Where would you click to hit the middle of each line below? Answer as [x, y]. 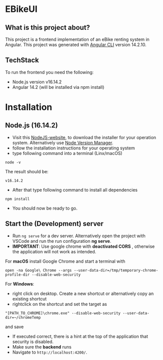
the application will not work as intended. [54, 251]
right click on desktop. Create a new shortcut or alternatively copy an [83, 293]
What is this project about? [48, 28]
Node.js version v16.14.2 [37, 82]
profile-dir [17, 275]
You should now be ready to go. [45, 208]
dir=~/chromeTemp [23, 317]
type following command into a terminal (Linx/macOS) [67, 153]
